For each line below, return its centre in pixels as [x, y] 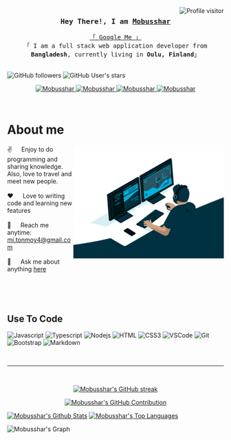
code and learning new [40, 203]
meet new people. [33, 181]
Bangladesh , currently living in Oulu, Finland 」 [115, 55]
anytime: [20, 233]
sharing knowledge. [35, 167]
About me [36, 130]
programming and [33, 159]
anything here [27, 269]
